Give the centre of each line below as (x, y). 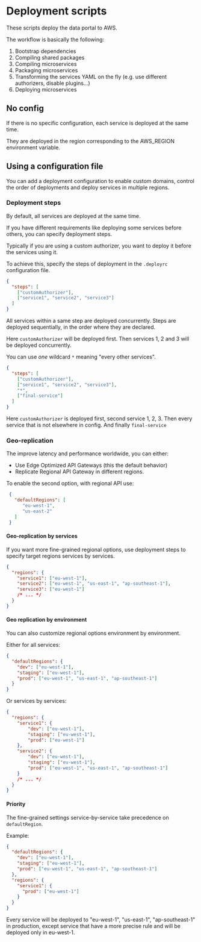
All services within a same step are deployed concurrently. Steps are (91, 321)
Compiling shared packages (50, 57)
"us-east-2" (37, 511)
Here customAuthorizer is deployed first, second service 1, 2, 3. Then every (99, 419)
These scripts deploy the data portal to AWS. (62, 28)
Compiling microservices (46, 64)
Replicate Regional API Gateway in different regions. (79, 472)
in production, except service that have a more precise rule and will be (93, 926)
